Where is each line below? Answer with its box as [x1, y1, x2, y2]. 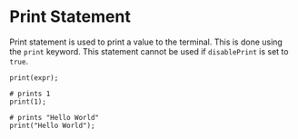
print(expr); [9, 73, 59, 83]
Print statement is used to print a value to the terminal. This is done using [9, 36, 283, 47]
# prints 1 [9, 89, 51, 98]
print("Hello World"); [9, 121, 95, 130]
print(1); [9, 97, 47, 106]
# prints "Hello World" [9, 113, 100, 122]
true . [9, 55, 29, 66]
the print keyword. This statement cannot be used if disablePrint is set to [9, 45, 289, 56]
